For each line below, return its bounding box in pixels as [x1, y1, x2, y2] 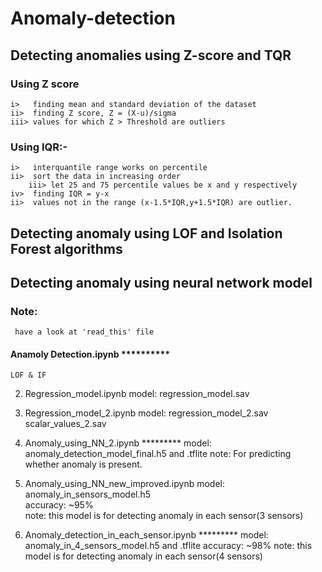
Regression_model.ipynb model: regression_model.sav [24, 388, 250, 400]
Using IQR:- [10, 140, 68, 154]
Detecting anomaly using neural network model [10, 274, 313, 291]
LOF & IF [10, 370, 47, 381]
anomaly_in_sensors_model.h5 [24, 488, 152, 501]
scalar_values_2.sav [24, 418, 107, 430]
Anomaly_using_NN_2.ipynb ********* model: [24, 437, 212, 449]
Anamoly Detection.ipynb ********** [10, 348, 171, 360]
